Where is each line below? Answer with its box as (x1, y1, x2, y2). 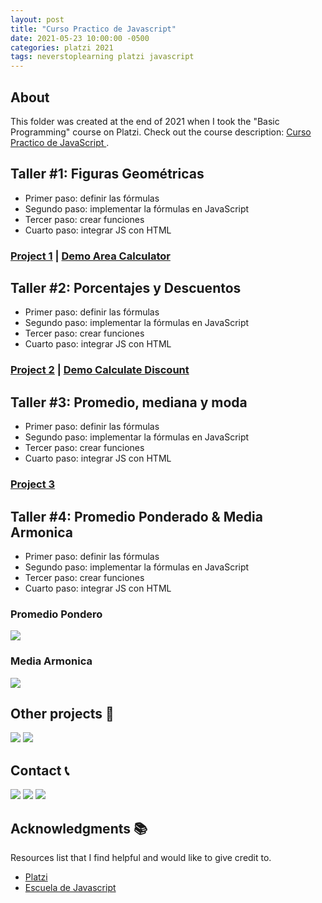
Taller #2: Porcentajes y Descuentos (10, 280, 242, 297)
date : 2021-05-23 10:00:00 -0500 (10, 33, 150, 43)
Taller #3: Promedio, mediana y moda (10, 394, 248, 411)
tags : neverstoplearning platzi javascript (10, 52, 195, 62)
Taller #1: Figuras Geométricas (10, 166, 205, 183)
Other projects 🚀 (10, 705, 115, 722)
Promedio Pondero (10, 607, 103, 621)
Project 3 (10, 477, 56, 491)
